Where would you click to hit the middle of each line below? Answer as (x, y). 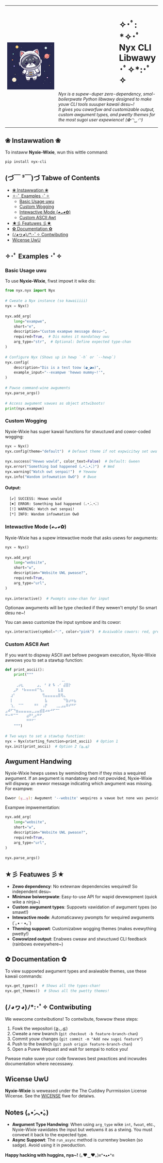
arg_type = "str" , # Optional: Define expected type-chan (73, 342)
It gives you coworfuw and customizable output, (106, 109)
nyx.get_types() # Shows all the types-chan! (53, 986)
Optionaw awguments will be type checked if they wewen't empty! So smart (81, 608)
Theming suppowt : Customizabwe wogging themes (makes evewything (84, 928)
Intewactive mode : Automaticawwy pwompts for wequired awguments (83, 917)
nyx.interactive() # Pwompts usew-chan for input (57, 599)
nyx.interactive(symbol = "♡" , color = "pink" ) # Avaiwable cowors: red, (78, 632)
